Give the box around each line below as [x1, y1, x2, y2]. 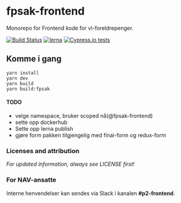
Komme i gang [6, 53, 62, 64]
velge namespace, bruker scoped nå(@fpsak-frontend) [15, 112, 153, 119]
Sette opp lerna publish [15, 125, 74, 132]
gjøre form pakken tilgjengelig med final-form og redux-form [15, 131, 166, 139]
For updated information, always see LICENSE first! [6, 160, 135, 168]
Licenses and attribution [6, 146, 80, 155]
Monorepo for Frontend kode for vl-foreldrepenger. [6, 24, 134, 32]
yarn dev [6, 75, 28, 81]
